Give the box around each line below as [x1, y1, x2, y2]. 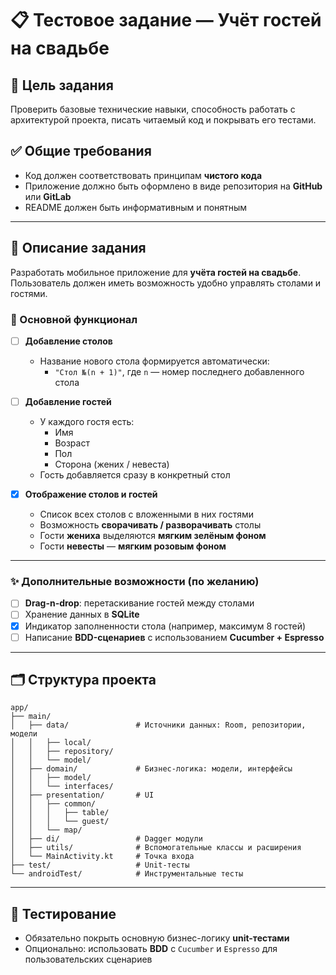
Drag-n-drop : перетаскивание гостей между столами [24, 597, 255, 609]
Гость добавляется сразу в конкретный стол [39, 469, 231, 481]
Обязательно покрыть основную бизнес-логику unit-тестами [24, 932, 290, 944]
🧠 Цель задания [10, 77, 114, 94]
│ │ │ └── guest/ [10, 817, 110, 827]
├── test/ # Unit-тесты [10, 860, 190, 871]
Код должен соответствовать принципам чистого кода [24, 169, 263, 181]
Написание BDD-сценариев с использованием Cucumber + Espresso [24, 631, 325, 643]
